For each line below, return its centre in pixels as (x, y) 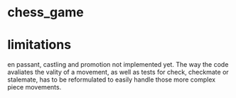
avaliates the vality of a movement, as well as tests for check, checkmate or (118, 72)
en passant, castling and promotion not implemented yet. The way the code (118, 65)
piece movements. (34, 87)
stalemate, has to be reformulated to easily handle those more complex (111, 80)
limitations (39, 45)
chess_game (45, 12)
